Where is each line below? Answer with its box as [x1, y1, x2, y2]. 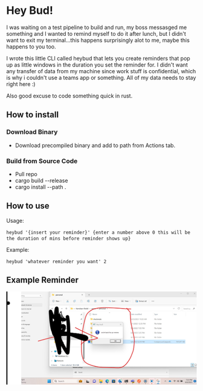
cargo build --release [14, 177, 68, 184]
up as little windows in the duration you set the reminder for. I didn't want [6, 61, 188, 68]
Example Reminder [6, 275, 79, 285]
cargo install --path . [14, 183, 66, 191]
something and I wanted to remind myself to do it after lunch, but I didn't [6, 30, 186, 37]
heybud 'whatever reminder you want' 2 [6, 258, 107, 264]
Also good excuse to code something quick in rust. [6, 92, 133, 99]
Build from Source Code [6, 157, 78, 165]
